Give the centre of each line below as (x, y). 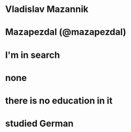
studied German (39, 124)
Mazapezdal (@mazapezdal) (66, 32)
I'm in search (32, 55)
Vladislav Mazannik (47, 9)
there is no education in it (59, 100)
